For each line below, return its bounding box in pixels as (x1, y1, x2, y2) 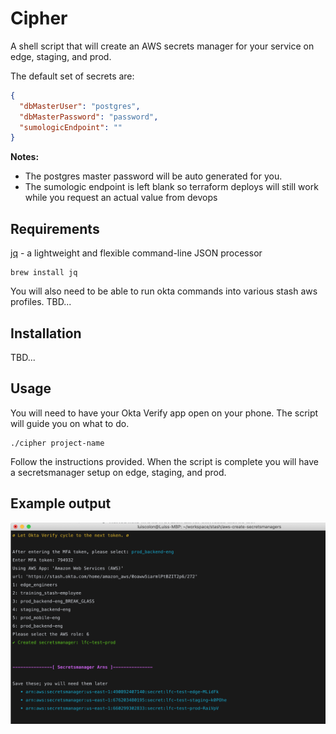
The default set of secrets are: (10, 70, 135, 82)
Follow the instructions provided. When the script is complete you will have (10, 455, 319, 467)
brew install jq (10, 268, 78, 278)
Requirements (10, 220, 100, 237)
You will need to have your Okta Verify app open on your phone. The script (10, 407, 319, 419)
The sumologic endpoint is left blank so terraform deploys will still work (24, 181, 319, 193)
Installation (10, 325, 82, 342)
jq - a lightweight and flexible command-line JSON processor (10, 247, 263, 259)
